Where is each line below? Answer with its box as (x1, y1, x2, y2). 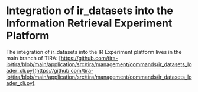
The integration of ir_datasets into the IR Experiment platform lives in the (6, 48, 182, 55)
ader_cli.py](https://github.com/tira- (6, 67, 93, 74)
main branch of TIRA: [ (6, 54, 61, 62)
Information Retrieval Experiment (6, 16, 173, 30)
